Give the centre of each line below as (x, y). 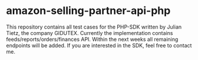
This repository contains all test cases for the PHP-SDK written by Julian (94, 27)
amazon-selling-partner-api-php (88, 11)
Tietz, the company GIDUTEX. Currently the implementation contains (90, 33)
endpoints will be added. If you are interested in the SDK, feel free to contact (99, 45)
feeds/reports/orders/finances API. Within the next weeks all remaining (92, 39)
